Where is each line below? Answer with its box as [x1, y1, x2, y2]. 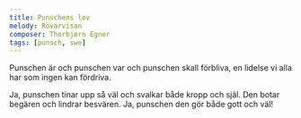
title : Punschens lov [9, 13, 91, 22]
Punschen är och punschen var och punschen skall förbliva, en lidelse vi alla [9, 63, 292, 73]
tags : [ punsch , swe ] [9, 38, 87, 47]
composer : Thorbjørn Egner [9, 29, 111, 38]
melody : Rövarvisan [9, 21, 83, 30]
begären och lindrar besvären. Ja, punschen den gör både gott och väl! [9, 99, 274, 110]
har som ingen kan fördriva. [9, 72, 111, 83]
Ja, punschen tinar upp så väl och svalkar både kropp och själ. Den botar [9, 89, 280, 100]
